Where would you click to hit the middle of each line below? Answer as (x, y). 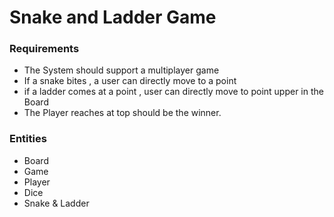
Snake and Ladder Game (113, 17)
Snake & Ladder (56, 203)
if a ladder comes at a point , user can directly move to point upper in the (173, 92)
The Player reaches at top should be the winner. (122, 113)
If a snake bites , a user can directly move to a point (130, 81)
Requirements (44, 49)
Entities (28, 139)
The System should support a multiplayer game (121, 70)
